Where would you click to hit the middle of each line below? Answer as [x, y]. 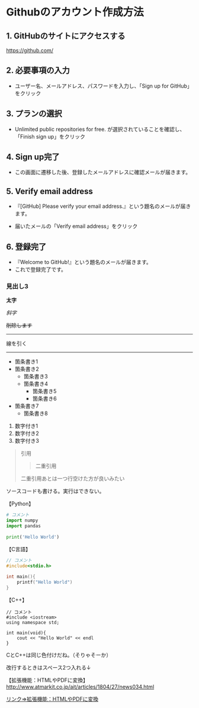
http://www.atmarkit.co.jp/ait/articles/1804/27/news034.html [80, 687]
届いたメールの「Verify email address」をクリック [76, 226]
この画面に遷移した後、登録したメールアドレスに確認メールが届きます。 [103, 172]
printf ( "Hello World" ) [45, 583]
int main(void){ [26, 633]
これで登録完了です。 [40, 269]
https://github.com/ [30, 50]
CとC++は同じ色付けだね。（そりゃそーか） [59, 655]
